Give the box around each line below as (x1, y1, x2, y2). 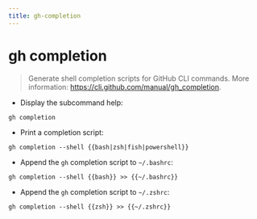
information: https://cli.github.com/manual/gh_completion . (27, 82, 222, 91)
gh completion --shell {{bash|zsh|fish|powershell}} (8, 143, 189, 151)
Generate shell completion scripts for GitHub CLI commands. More (27, 74, 250, 83)
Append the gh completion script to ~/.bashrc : (19, 157, 173, 166)
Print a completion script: (19, 127, 104, 137)
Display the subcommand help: (19, 98, 123, 107)
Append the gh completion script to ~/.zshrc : (19, 187, 170, 196)
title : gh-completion (8, 11, 81, 20)
